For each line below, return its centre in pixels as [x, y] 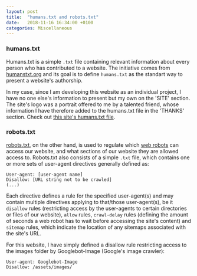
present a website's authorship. [44, 80]
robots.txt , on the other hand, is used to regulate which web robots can [92, 144]
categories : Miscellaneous [39, 28]
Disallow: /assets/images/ [39, 267]
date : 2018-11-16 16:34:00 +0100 [50, 22]
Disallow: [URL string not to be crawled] [59, 180]
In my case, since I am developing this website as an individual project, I [93, 91]
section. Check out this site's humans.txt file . [61, 117]
